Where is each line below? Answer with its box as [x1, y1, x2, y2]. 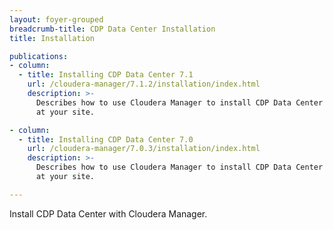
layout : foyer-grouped [9, 14, 104, 25]
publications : [9, 51, 69, 61]
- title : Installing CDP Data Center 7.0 [18, 134, 194, 145]
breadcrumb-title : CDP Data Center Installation [9, 24, 216, 34]
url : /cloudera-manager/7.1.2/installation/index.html [27, 79, 261, 90]
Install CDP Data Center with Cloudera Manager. [9, 207, 208, 220]
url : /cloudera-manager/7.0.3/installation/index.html [27, 144, 261, 154]
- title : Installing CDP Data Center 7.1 [18, 70, 194, 80]
